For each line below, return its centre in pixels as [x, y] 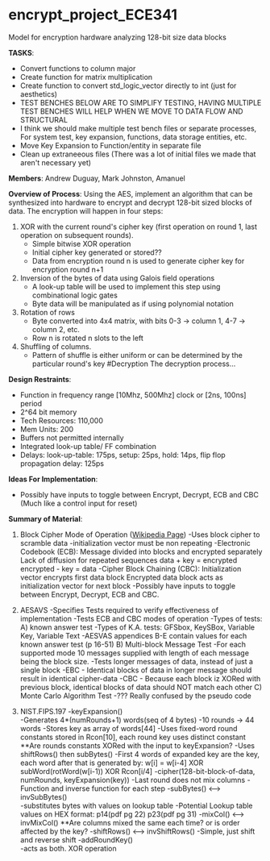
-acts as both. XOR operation [68, 848]
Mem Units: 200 [47, 429]
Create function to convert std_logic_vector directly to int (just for [128, 85]
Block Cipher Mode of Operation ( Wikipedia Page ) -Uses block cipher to [140, 534]
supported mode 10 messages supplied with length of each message [135, 653]
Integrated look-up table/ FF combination [88, 446]
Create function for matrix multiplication [86, 77]
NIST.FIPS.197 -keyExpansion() [71, 711]
